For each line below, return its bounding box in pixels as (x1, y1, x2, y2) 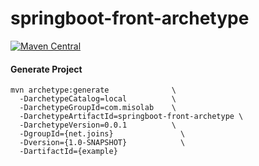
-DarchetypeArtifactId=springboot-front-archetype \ (19, 112, 244, 122)
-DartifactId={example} (19, 147, 118, 157)
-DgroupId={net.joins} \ (19, 129, 186, 139)
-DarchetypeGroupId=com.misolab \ (19, 103, 177, 113)
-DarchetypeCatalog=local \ (19, 94, 177, 104)
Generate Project (10, 63, 83, 75)
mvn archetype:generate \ (10, 85, 177, 96)
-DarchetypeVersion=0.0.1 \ (19, 120, 177, 131)
